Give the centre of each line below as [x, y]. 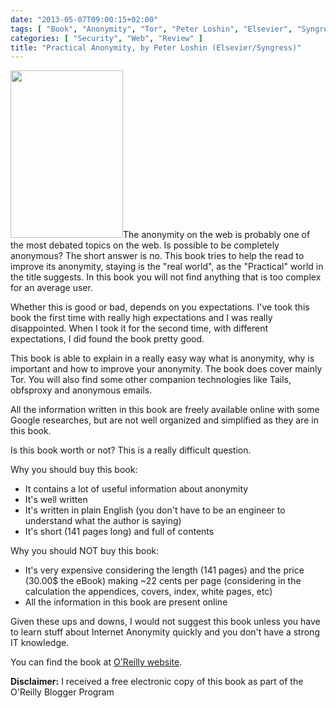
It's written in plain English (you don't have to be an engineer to [155, 510]
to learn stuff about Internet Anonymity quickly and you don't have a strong [165, 632]
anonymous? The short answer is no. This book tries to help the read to [157, 256]
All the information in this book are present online [126, 602]
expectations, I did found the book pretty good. [107, 339]
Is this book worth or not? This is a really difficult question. [131, 450]
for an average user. [51, 288]
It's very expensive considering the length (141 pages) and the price [164, 570]
